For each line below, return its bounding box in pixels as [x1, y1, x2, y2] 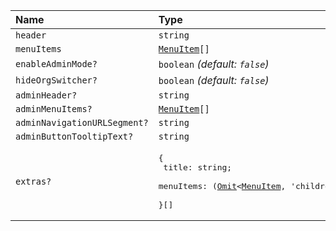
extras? [15, 176, 52, 187]
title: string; [163, 162, 233, 173]
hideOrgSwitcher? [15, 75, 98, 86]
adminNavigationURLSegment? [15, 117, 149, 128]
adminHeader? [15, 90, 78, 101]
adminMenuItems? [15, 104, 93, 114]
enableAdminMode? [15, 59, 98, 69]
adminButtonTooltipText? [15, 131, 134, 142]
